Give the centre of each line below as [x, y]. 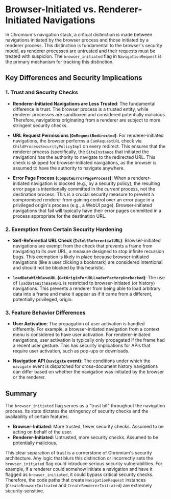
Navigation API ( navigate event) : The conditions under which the [81, 361]
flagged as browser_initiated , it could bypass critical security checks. [79, 474]
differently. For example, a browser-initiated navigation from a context [86, 329]
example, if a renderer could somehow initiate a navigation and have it [79, 469]
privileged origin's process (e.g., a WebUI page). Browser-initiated [82, 205]
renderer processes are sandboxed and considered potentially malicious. [89, 114]
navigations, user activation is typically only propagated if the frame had [89, 340]
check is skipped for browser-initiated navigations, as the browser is [84, 162]
